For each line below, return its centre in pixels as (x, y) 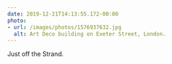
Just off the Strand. (35, 54)
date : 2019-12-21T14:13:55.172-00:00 (63, 14)
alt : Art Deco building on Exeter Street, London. (90, 34)
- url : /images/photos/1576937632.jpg (64, 27)
